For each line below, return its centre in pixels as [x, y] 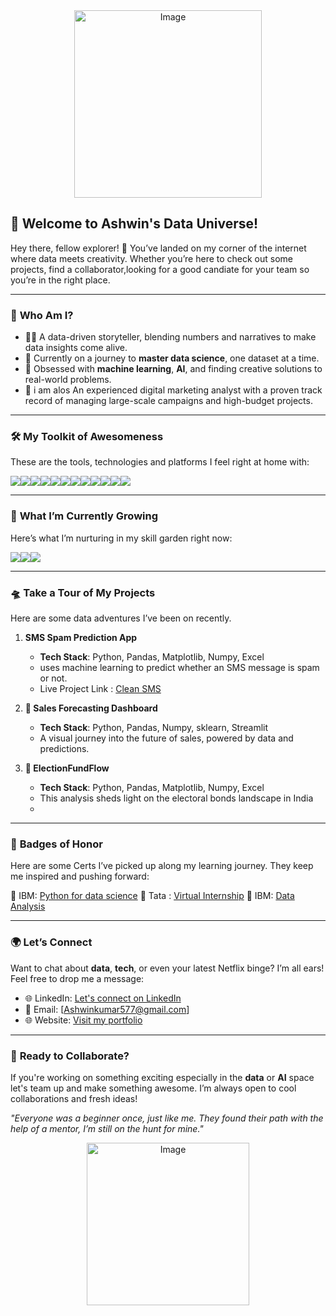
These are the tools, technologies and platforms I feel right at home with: [160, 462]
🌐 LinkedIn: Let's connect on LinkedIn [103, 998]
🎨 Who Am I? [42, 315]
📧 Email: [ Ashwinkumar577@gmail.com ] [107, 1009]
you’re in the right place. [60, 280]
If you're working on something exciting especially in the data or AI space [162, 1077]
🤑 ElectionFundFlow [67, 768]
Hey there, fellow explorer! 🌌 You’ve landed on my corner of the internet [158, 248]
